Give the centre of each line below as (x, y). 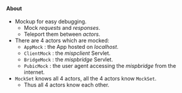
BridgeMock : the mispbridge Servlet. (68, 60)
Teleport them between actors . (62, 34)
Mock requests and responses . (62, 28)
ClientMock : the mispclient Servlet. (67, 53)
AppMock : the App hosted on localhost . (71, 47)
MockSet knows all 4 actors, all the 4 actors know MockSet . (86, 79)
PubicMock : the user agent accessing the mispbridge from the (100, 66)
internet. (34, 72)
